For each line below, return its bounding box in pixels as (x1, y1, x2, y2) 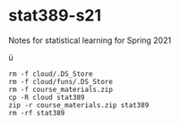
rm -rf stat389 (8, 108, 65, 117)
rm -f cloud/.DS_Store (8, 69, 93, 79)
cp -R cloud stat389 (8, 93, 86, 102)
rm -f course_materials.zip (8, 85, 114, 94)
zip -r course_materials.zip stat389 (8, 100, 150, 110)
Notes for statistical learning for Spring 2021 (8, 35, 172, 46)
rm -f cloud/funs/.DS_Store (8, 77, 114, 86)
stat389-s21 (8, 5, 102, 26)
